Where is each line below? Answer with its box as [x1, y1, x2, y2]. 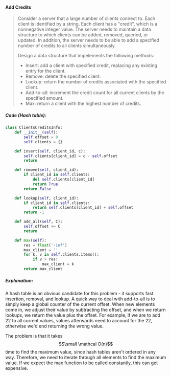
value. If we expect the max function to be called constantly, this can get [5, 360, 158, 366]
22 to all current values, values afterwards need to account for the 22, [5, 317, 153, 323]
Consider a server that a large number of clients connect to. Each [17, 15, 156, 21]
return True [32, 182, 58, 187]
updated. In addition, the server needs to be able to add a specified [17, 37, 160, 43]
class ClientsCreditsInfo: [5, 125, 63, 130]
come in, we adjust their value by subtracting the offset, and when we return [5, 306, 166, 313]
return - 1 [23, 210, 44, 215]
